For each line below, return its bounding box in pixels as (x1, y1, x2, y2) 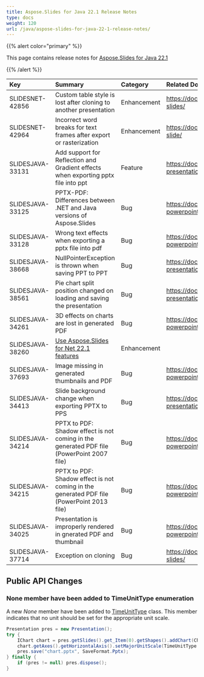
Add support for (55, 148, 101, 157)
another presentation (55, 106, 115, 114)
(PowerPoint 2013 (55, 497, 108, 506)
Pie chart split (55, 279, 94, 287)
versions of (55, 211, 87, 220)
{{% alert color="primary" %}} (6, 43, 83, 50)
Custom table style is (55, 90, 115, 99)
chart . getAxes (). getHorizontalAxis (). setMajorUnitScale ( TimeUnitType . (17, 643, 200, 649)
